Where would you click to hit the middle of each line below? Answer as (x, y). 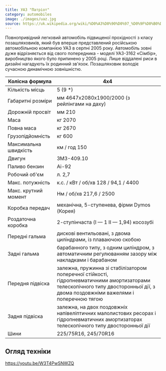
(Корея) (66, 211)
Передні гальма (27, 237)
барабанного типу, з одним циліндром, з (105, 248)
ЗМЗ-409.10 (72, 159)
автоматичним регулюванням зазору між (107, 254)
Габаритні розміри (30, 101)
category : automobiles (28, 14)
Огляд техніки (28, 351)
